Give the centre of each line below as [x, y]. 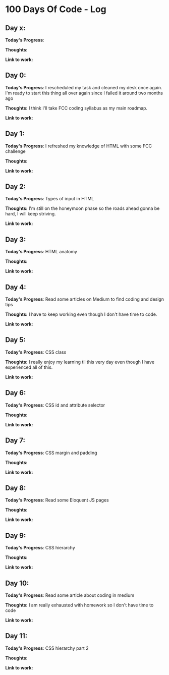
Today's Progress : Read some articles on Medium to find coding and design [84, 299]
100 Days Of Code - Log [56, 9]
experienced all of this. [29, 367]
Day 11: [16, 636]
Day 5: [16, 340]
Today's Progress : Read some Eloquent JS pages [57, 500]
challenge [16, 151]
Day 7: [15, 441]
